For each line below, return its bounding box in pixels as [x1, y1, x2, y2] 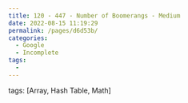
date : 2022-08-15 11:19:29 [8, 19, 98, 27]
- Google [15, 42, 45, 50]
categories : [8, 34, 48, 42]
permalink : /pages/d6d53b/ [8, 26, 98, 34]
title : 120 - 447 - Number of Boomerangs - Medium [8, 11, 181, 20]
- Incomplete [15, 49, 59, 57]
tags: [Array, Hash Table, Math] [8, 85, 112, 95]
